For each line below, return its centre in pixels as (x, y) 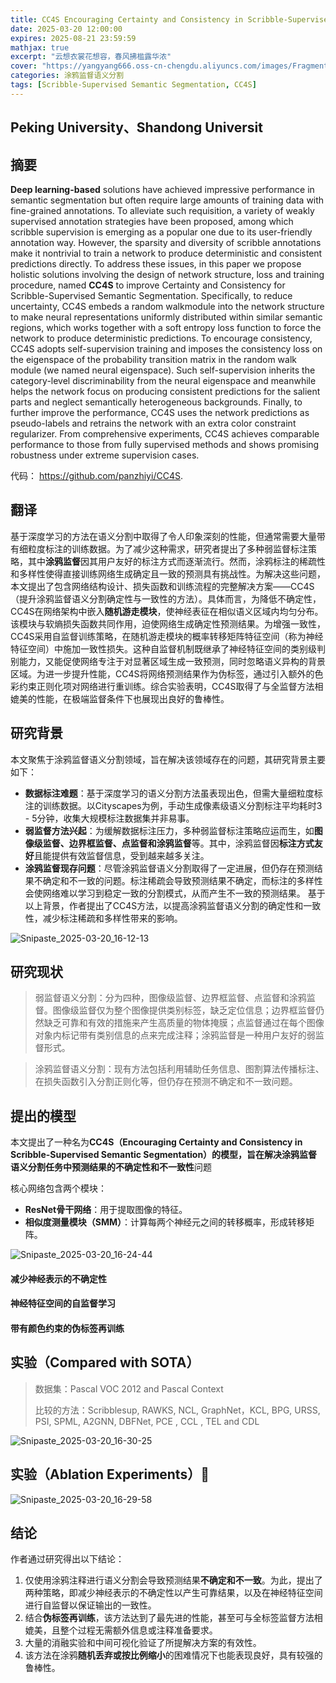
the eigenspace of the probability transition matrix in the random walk (153, 359)
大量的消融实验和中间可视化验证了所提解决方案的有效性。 (143, 1643)
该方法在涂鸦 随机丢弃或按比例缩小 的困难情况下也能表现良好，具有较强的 (173, 1655)
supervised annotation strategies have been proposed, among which (152, 221)
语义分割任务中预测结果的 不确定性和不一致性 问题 (111, 1167)
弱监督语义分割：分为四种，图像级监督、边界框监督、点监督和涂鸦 (170, 998)
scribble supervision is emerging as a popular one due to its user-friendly (161, 232)
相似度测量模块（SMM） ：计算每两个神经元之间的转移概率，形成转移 (165, 1222)
